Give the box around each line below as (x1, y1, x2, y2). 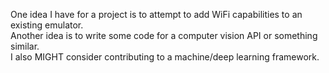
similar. (10, 40, 40, 52)
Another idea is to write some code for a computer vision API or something (10, 30, 318, 41)
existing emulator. (10, 19, 84, 31)
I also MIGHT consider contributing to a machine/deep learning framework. (10, 51, 320, 63)
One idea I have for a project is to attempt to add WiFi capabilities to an (10, 9, 303, 20)
